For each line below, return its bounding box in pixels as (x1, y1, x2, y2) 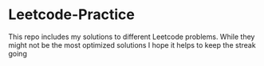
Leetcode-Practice (8, 6, 136, 24)
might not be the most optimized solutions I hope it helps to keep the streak (8, 40, 257, 49)
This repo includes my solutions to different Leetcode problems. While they (8, 32, 255, 41)
